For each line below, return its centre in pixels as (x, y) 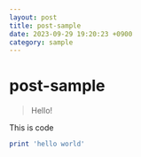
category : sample (41, 42)
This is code (31, 128)
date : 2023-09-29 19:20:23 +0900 (71, 34)
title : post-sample (45, 26)
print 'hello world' (47, 144)
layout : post (33, 17)
